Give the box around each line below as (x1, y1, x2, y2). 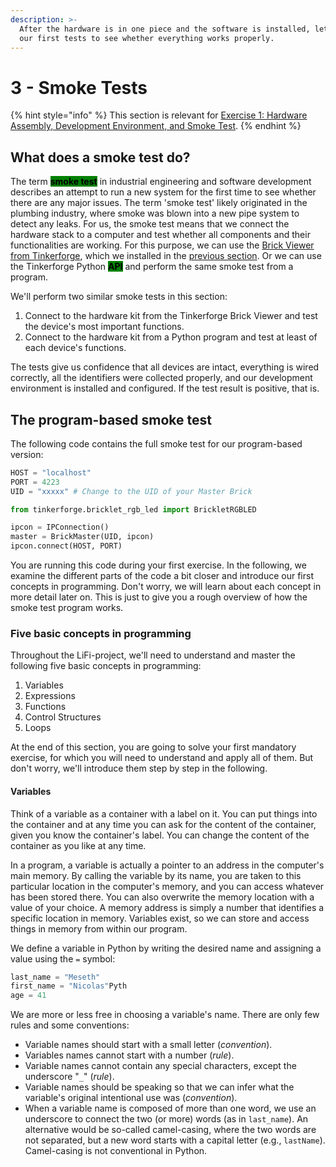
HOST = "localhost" (10, 467, 92, 478)
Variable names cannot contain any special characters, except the (24, 1060, 297, 1072)
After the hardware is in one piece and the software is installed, (19, 24, 311, 34)
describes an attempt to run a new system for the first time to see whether (10, 186, 317, 198)
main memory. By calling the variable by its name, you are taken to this (10, 869, 302, 881)
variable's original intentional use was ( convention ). (24, 1092, 238, 1104)
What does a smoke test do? (10, 149, 191, 166)
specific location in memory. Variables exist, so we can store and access (10, 912, 310, 924)
